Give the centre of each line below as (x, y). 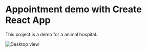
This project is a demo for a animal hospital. (51, 34)
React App (28, 20)
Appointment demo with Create (73, 9)
